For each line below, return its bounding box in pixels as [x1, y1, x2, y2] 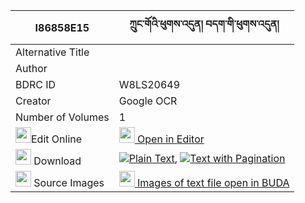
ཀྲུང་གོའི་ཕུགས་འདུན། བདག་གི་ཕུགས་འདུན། [129, 17, 280, 31]
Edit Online [31, 132, 83, 146]
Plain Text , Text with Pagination [128, 151, 286, 165]
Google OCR [118, 94, 178, 108]
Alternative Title [15, 45, 90, 59]
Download [33, 154, 82, 168]
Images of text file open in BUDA [137, 176, 290, 189]
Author [15, 62, 48, 75]
